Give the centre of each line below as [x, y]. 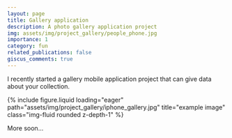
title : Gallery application [48, 20]
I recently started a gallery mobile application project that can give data [109, 79]
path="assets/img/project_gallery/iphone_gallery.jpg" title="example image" [116, 107]
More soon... [25, 128]
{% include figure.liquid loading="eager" [65, 100]
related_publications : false [49, 53]
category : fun [28, 46]
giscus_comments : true [40, 59]
